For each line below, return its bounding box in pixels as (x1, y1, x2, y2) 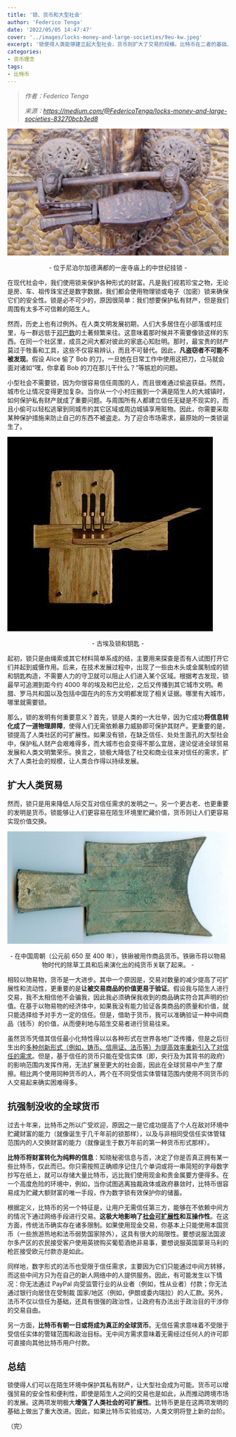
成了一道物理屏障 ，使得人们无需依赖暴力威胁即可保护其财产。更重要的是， (13, 722, 229, 730)
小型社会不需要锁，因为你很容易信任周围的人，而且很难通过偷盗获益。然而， (7, 379, 229, 387)
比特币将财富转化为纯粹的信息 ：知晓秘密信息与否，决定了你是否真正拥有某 (7, 1153, 223, 1162)
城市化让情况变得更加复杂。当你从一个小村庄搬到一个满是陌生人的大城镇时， (7, 387, 229, 396)
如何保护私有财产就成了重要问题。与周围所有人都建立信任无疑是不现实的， (7, 396, 223, 405)
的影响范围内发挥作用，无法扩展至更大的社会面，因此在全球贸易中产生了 (7, 1061, 216, 1069)
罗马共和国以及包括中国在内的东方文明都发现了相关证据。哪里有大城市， (19, 689, 229, 698)
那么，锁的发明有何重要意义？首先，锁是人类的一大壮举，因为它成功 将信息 (7, 713, 223, 721)
